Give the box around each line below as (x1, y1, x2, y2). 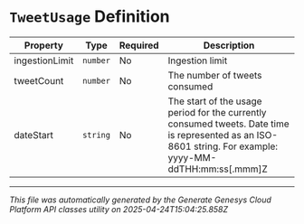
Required (119, 39, 160, 51)
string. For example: (194, 140, 279, 153)
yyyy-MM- (167, 151, 217, 163)
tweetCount (14, 74, 64, 87)
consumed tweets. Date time (167, 117, 290, 130)
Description (203, 39, 255, 51)
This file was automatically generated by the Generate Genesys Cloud (9, 194, 271, 205)
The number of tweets (167, 69, 262, 81)
